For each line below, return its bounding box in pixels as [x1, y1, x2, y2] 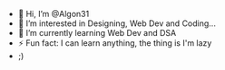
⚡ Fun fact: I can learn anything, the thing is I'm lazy [17, 38, 212, 48]
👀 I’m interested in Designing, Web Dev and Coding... [17, 18, 216, 29]
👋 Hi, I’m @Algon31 [17, 9, 90, 19]
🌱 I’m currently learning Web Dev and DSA [17, 28, 177, 38]
